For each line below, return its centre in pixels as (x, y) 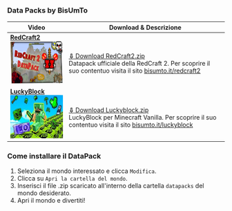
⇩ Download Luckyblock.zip (109, 110)
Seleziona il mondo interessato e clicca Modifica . (87, 171)
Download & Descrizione (145, 27)
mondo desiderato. (44, 193)
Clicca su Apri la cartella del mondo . (72, 178)
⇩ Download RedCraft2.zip (107, 56)
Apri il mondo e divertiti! (51, 201)
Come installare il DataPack (54, 156)
